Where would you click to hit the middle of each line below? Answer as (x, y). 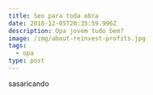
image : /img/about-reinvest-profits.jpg (77, 38)
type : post (27, 61)
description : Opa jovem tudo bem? (66, 31)
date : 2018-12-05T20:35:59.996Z (62, 23)
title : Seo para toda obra (54, 16)
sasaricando (29, 83)
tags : (17, 46)
